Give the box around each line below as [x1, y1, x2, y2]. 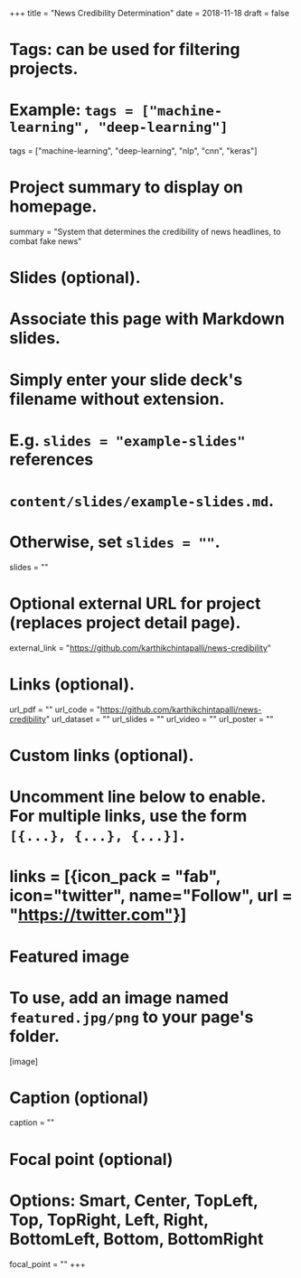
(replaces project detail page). [9, 613, 241, 634]
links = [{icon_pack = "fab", [9, 867, 221, 887]
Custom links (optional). [9, 746, 194, 766]
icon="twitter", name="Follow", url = [9, 886, 293, 907]
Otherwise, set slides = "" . [9, 532, 221, 552]
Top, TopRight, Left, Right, [9, 1209, 210, 1230]
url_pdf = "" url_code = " [9, 704, 101, 715]
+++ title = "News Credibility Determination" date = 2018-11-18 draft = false [9, 8, 290, 18]
